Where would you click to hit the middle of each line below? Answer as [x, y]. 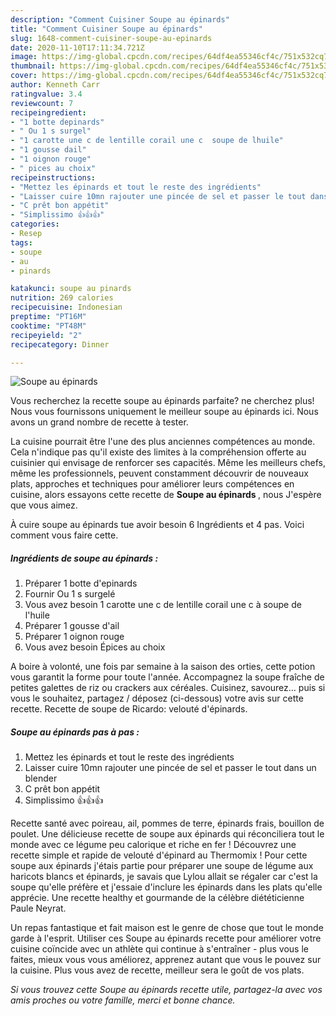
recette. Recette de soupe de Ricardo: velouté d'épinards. [129, 709]
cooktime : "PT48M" [48, 326]
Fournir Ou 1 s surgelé [70, 594]
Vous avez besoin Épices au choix [95, 647]
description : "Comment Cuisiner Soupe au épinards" [120, 19]
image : [24, 57]
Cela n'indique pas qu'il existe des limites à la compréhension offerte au [158, 452]
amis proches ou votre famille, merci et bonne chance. [123, 1000]
